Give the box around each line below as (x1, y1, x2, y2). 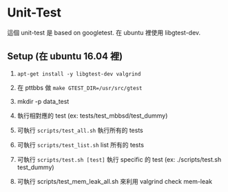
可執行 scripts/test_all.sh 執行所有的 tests (17, 126, 143, 134)
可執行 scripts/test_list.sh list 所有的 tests (17, 140, 145, 149)
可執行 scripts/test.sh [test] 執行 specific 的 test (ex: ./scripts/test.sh (17, 155, 222, 163)
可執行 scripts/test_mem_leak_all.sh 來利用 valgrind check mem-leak (17, 177, 212, 185)
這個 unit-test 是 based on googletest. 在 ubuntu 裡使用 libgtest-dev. (7, 28, 201, 36)
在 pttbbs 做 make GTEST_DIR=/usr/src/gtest (17, 83, 143, 92)
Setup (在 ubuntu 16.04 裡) (7, 50, 123, 63)
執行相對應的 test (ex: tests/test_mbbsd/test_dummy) (17, 111, 168, 120)
